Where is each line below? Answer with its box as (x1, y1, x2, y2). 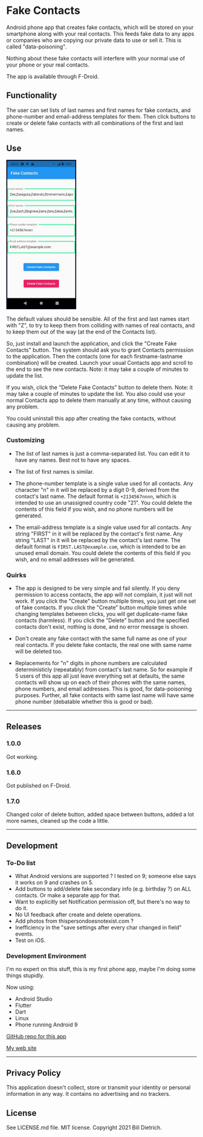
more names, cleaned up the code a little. (6, 818, 110, 825)
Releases (6, 721, 42, 732)
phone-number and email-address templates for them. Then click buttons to (6, 113, 196, 120)
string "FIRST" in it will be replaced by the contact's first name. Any (14, 530, 183, 537)
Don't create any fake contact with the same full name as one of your (14, 635, 187, 642)
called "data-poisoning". (6, 43, 67, 50)
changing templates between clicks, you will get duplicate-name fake (14, 611, 188, 618)
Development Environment (6, 952, 86, 960)
